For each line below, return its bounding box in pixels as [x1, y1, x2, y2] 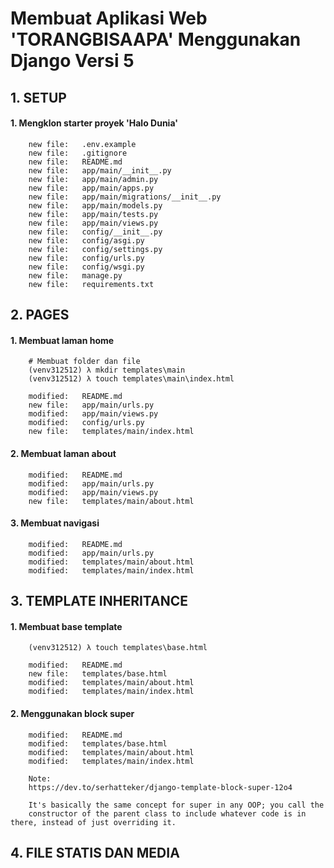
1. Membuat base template [10, 620, 123, 632]
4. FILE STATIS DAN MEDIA [10, 844, 180, 861]
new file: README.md [28, 157, 123, 167]
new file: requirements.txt [28, 279, 155, 289]
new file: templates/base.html [28, 669, 168, 679]
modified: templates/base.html [28, 738, 168, 749]
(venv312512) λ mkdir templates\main [28, 365, 186, 376]
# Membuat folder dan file [28, 357, 141, 367]
